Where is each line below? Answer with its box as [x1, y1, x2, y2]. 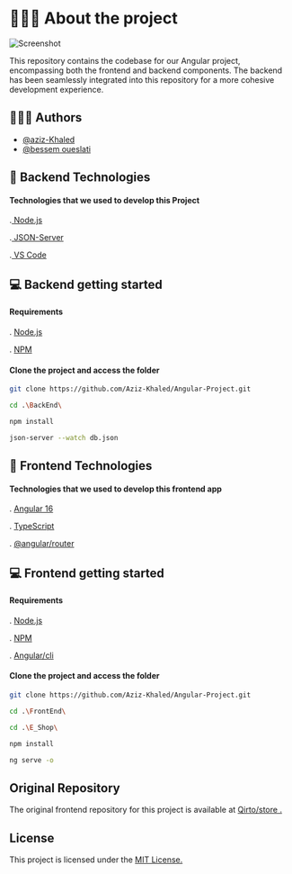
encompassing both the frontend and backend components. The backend [9, 65, 283, 76]
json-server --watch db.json [9, 433, 119, 442]
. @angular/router [9, 538, 75, 549]
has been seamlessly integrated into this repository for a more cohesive [9, 74, 275, 85]
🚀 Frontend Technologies [9, 458, 153, 473]
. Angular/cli [9, 650, 54, 661]
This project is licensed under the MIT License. [9, 854, 183, 865]
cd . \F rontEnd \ [9, 707, 66, 716]
